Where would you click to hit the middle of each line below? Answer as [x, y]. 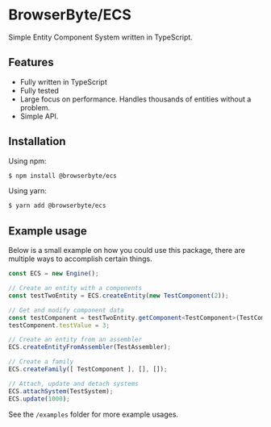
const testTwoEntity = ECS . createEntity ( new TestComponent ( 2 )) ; [119, 296]
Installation [37, 141]
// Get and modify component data [67, 310]
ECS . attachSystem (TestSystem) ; [61, 391]
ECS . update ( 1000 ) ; [39, 399]
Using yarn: [27, 191]
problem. [35, 107]
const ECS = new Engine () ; [54, 274]
